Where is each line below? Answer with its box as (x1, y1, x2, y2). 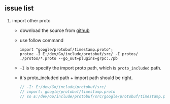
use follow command (19, 37, 64, 43)
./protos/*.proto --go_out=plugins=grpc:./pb (19, 56, 118, 61)
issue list (5, 4, 34, 13)
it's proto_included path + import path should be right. (19, 75, 133, 81)
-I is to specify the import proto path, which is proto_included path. (19, 64, 162, 71)
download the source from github (19, 27, 90, 33)
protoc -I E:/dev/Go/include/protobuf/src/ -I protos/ (19, 51, 138, 56)
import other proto (12, 17, 51, 23)
